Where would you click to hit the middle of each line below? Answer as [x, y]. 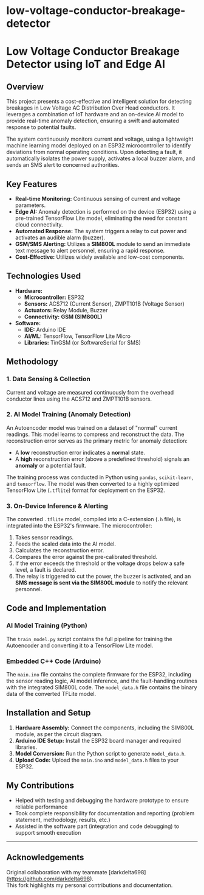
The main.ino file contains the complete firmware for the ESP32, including [99, 675]
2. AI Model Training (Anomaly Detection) [69, 415]
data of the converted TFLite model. [51, 694]
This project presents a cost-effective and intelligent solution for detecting [99, 102]
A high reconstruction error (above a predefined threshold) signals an [102, 459]
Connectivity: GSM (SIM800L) [63, 317]
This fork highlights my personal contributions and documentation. [90, 885]
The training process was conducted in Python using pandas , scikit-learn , [100, 477]
